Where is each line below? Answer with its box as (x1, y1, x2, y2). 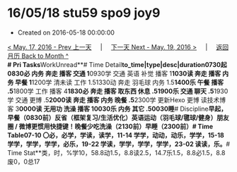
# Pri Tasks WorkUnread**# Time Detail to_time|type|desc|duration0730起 (7, 60, 228, 68)
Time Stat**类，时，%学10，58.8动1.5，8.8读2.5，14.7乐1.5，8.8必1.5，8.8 (7, 148, 226, 156)
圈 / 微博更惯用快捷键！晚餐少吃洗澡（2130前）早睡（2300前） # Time (7, 122, 214, 130)
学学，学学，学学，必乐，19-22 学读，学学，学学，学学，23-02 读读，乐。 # (7, 140, 231, 148)
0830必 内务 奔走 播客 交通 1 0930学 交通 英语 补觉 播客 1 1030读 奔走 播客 (7, 69, 221, 78)
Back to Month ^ (21, 51, 69, 60)
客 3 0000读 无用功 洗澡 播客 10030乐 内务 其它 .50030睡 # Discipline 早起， (7, 104, 228, 113)
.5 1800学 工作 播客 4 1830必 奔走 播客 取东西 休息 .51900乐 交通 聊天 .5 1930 (7, 87, 229, 95)
